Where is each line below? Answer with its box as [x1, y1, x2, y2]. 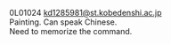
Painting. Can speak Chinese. [9, 17, 118, 27]
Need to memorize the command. [9, 26, 133, 36]
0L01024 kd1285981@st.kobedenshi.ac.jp [9, 8, 162, 18]
